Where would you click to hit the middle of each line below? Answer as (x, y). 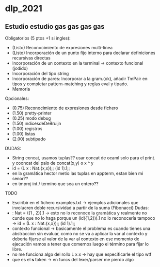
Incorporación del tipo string (40, 73)
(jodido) (20, 68)
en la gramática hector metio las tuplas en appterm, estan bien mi (77, 173)
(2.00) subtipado (29, 139)
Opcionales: (17, 98)
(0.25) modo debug (32, 118)
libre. (17, 249)
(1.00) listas (24, 134)
